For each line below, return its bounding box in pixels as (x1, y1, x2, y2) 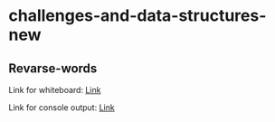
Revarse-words (8, 61, 98, 76)
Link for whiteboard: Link (8, 85, 101, 95)
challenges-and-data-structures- (8, 5, 267, 26)
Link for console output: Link (8, 102, 115, 113)
